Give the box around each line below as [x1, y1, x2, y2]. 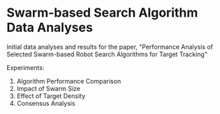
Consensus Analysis [16, 99, 75, 107]
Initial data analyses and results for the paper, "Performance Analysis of [6, 42, 214, 51]
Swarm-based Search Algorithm [6, 5, 198, 21]
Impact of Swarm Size [16, 84, 81, 92]
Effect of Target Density [16, 92, 86, 100]
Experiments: [6, 63, 45, 72]
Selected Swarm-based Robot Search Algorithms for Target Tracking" [6, 50, 207, 58]
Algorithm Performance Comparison [16, 76, 122, 85]
